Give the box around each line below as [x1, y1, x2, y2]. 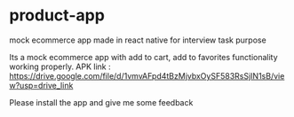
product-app [9, 5, 105, 26]
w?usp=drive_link [9, 80, 74, 90]
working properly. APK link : [9, 61, 111, 72]
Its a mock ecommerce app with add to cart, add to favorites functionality [9, 51, 278, 62]
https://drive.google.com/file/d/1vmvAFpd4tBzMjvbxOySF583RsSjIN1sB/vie [9, 70, 285, 81]
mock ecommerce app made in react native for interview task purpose [9, 35, 266, 45]
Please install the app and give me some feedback [9, 97, 194, 107]
